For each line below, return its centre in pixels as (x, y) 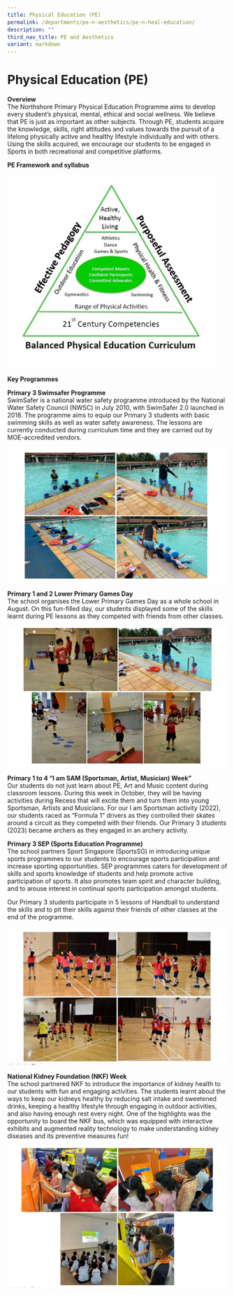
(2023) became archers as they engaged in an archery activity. (98, 830)
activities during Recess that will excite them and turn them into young (108, 800)
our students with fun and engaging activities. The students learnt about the (117, 1091)
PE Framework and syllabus (48, 165)
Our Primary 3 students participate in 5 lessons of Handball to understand (114, 902)
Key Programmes (33, 379)
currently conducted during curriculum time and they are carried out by (110, 430)
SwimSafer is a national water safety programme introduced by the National (116, 400)
